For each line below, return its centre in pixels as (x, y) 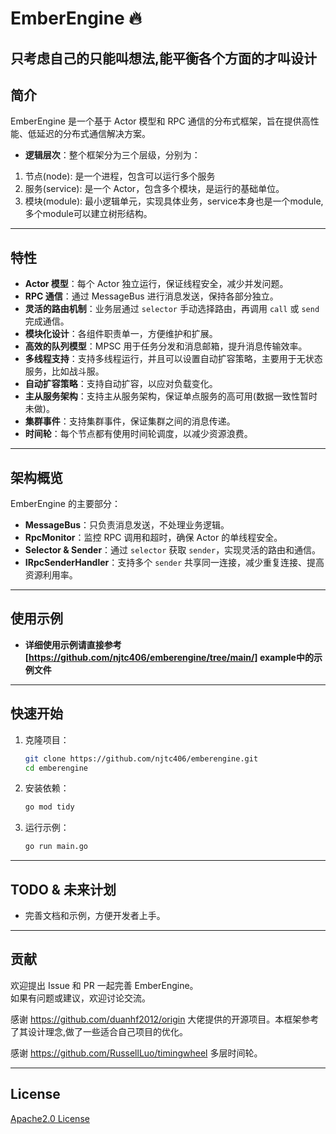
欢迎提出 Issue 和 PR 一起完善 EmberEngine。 (104, 985)
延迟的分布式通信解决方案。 (93, 134)
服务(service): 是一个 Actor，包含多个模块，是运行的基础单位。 (154, 189)
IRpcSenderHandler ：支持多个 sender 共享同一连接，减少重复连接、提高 (174, 563)
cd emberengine (56, 768)
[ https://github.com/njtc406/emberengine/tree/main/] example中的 (169, 657)
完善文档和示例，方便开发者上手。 (95, 915)
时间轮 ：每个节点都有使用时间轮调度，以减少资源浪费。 (138, 434)
